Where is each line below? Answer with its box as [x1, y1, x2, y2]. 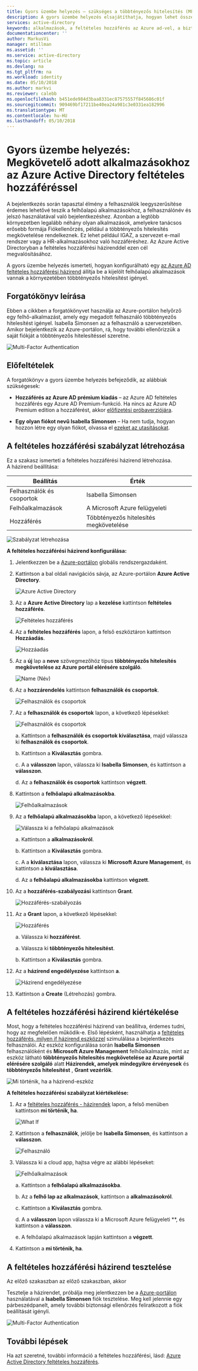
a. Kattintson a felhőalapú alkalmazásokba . [15, 1181, 122, 1189]
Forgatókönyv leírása [6, 291, 86, 301]
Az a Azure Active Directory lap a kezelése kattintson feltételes [15, 599, 172, 606]
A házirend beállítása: [6, 463, 59, 470]
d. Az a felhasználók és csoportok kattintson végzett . [15, 778, 147, 786]
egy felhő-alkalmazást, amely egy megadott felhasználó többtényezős [6, 313, 177, 320]
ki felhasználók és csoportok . [15, 738, 89, 745]
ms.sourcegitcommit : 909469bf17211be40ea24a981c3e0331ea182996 [6, 101, 165, 108]
